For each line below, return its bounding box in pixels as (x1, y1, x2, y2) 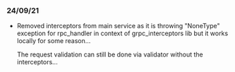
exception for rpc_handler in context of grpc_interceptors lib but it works (16, 29, 229, 37)
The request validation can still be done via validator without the (16, 50, 203, 59)
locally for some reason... (16, 37, 91, 45)
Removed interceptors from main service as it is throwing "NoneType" (16, 22, 220, 30)
